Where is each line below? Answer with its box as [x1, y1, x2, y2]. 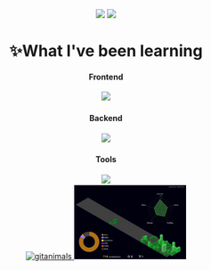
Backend [89, 112, 123, 123]
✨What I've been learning [9, 41, 203, 61]
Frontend [88, 71, 124, 82]
